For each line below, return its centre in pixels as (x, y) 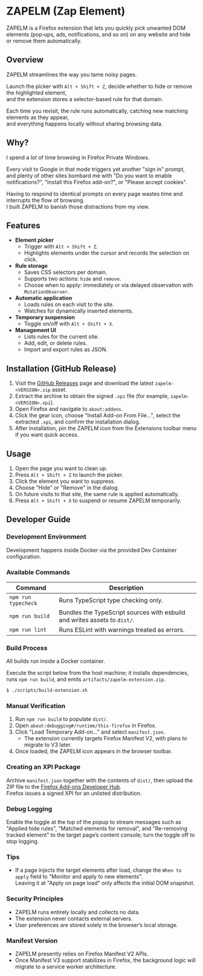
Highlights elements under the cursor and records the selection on (107, 253)
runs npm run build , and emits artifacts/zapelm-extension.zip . (86, 679)
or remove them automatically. (44, 41)
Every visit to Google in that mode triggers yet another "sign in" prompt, (96, 169)
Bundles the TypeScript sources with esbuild (122, 612)
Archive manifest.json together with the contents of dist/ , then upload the (100, 780)
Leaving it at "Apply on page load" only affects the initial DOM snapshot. (105, 883)
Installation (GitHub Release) (61, 369)
